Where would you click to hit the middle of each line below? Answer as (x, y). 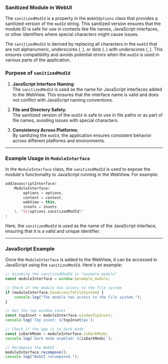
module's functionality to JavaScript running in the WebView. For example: (82, 174)
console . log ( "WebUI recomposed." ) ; (42, 357)
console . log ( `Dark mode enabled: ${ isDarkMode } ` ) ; (59, 338)
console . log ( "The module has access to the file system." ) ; (78, 297)
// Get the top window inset (35, 311)
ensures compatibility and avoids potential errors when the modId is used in (82, 55)
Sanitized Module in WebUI (39, 8)
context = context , (43, 198)
